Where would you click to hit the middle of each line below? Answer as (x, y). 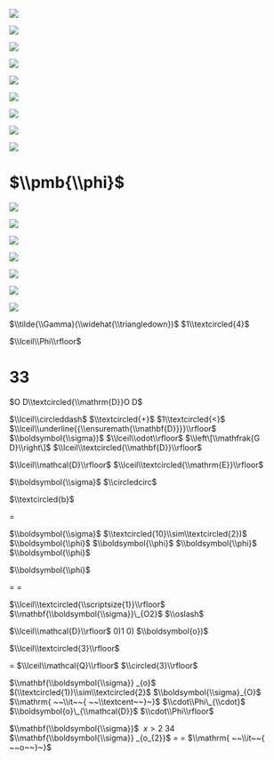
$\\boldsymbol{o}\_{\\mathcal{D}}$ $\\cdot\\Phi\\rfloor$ (112, 711)
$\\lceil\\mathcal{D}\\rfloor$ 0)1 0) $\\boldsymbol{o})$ (109, 631)
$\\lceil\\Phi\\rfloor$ (45, 341)
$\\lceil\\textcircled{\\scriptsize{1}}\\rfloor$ (88, 604)
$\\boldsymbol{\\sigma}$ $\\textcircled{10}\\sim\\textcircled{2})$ (128, 533)
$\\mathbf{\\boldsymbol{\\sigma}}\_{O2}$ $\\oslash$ (107, 613)
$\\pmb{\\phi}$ (67, 183)
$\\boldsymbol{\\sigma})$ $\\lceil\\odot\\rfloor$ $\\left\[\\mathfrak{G (135, 438)
